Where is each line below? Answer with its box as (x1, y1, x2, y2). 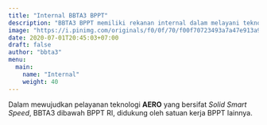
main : (15, 63, 34, 71)
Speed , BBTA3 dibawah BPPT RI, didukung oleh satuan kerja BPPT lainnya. (8, 108, 253, 117)
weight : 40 (22, 78, 59, 85)
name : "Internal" (22, 70, 80, 78)
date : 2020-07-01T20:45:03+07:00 (8, 33, 119, 42)
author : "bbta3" (8, 48, 62, 56)
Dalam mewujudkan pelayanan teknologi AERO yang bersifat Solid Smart (8, 100, 247, 109)
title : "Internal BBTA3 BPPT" (8, 11, 109, 20)
